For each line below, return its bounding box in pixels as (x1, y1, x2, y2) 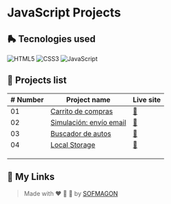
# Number (10, 95, 44, 104)
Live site (133, 95, 161, 104)
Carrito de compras (50, 106, 113, 116)
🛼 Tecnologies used (7, 33, 96, 45)
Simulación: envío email (50, 117, 127, 127)
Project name (66, 95, 111, 104)
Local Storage (50, 139, 96, 149)
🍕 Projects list (7, 74, 67, 87)
